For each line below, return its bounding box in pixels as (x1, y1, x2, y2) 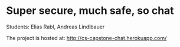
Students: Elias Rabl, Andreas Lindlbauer (6, 23, 105, 30)
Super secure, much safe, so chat (6, 4, 174, 17)
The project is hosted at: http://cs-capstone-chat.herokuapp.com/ (6, 34, 167, 41)
